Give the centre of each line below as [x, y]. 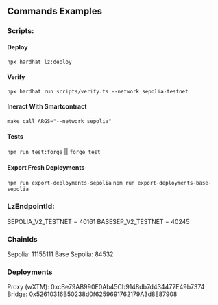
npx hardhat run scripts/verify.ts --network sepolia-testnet [98, 91]
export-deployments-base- [174, 183]
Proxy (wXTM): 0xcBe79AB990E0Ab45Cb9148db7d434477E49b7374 [106, 287]
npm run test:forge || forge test [54, 152]
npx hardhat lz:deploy [39, 62]
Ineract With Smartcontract [47, 106]
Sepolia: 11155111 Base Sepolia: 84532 [60, 254]
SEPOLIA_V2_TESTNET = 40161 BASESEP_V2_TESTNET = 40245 [98, 221]
